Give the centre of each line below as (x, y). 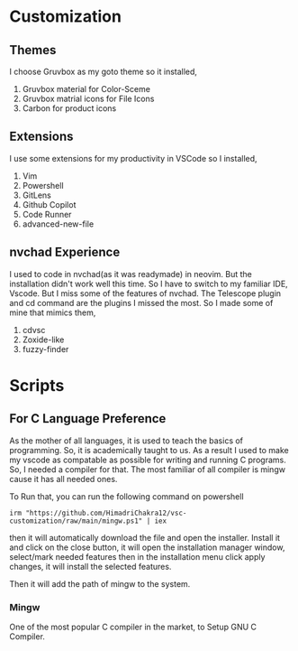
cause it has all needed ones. (63, 479)
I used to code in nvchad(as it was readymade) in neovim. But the (131, 274)
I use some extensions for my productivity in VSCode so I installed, (134, 158)
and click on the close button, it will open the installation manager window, (147, 547)
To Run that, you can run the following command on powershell (127, 496)
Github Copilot (49, 204)
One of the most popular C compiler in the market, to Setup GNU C (133, 627)
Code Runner (47, 214)
